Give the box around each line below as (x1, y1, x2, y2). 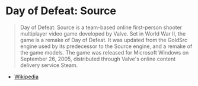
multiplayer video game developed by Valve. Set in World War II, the (20, 30, 186, 37)
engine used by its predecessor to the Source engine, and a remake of (20, 43, 193, 50)
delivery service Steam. (20, 61, 78, 69)
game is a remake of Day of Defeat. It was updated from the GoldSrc (20, 36, 188, 43)
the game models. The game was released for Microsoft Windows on (20, 49, 189, 56)
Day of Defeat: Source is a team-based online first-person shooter (20, 24, 182, 31)
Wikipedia (14, 73, 39, 80)
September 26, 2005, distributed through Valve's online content (20, 55, 176, 62)
